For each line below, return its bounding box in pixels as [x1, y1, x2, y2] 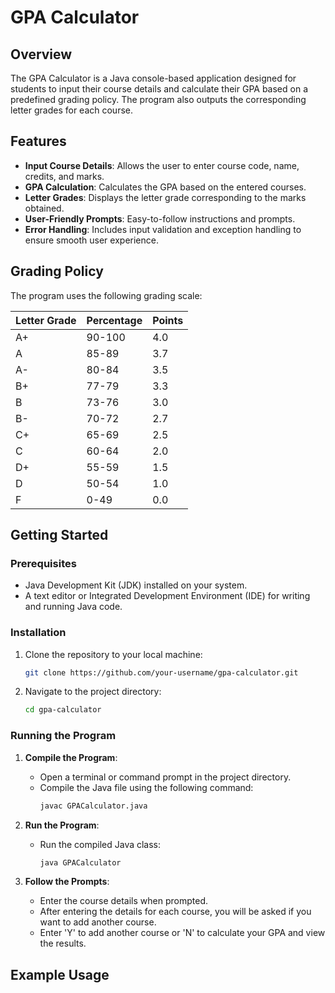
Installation [10, 626, 67, 640]
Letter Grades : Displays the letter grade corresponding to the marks [24, 191, 307, 203]
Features [10, 133, 67, 150]
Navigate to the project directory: [24, 686, 162, 698]
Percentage [86, 313, 143, 327]
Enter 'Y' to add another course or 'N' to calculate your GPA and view [39, 927, 326, 939]
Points [152, 313, 184, 327]
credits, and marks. [24, 170, 105, 182]
